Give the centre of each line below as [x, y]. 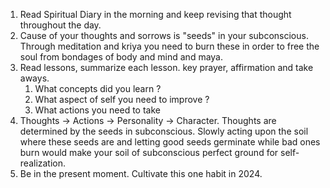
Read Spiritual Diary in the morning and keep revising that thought [155, 14]
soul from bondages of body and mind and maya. [121, 57]
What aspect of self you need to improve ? [122, 99]
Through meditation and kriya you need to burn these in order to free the [169, 46]
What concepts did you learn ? [98, 88]
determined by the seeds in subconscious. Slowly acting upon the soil [164, 131]
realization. [43, 163]
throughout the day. [60, 25]
